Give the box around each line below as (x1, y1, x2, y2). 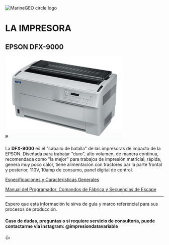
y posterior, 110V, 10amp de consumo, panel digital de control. (5, 167, 133, 173)
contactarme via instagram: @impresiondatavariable (5, 223, 118, 229)
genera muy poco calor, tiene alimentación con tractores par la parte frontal (5, 161, 162, 167)
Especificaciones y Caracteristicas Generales (5, 176, 100, 182)
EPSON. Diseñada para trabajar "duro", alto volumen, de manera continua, (5, 151, 159, 157)
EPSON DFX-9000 (5, 42, 64, 51)
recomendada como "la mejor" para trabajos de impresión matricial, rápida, (5, 156, 161, 162)
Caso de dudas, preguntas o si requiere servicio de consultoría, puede (5, 218, 155, 224)
